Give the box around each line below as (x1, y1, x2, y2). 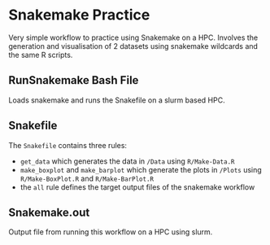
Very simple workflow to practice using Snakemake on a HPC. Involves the (8, 33, 259, 42)
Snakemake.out (8, 205, 90, 219)
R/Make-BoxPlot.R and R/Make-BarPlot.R (20, 173, 155, 183)
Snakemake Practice (8, 6, 150, 24)
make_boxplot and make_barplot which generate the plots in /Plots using (20, 164, 262, 174)
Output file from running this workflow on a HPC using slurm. (8, 227, 213, 237)
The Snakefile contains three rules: (8, 140, 128, 150)
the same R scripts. (8, 50, 73, 59)
